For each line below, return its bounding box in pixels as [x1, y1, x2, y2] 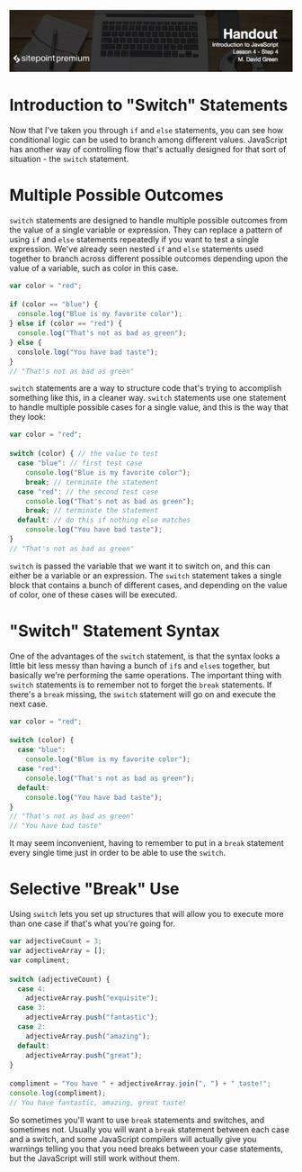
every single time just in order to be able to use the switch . [9, 848, 226, 859]
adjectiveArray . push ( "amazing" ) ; [25, 1031, 151, 1040]
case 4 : [17, 984, 47, 994]
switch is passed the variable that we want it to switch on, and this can [9, 560, 271, 571]
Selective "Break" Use [9, 879, 180, 899]
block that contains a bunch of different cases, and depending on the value [9, 579, 288, 590]
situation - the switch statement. [9, 153, 129, 164]
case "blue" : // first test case [17, 459, 143, 468]
